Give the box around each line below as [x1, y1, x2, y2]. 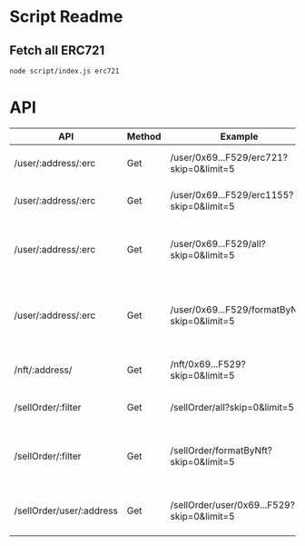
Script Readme [9, 6, 123, 27]
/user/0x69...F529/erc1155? [170, 188, 294, 201]
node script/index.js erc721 [9, 66, 120, 75]
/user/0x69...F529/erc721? [170, 151, 289, 164]
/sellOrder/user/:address [14, 504, 118, 517]
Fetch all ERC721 [9, 43, 105, 58]
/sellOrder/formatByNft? [170, 443, 272, 456]
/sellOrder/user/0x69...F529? [170, 498, 295, 511]
